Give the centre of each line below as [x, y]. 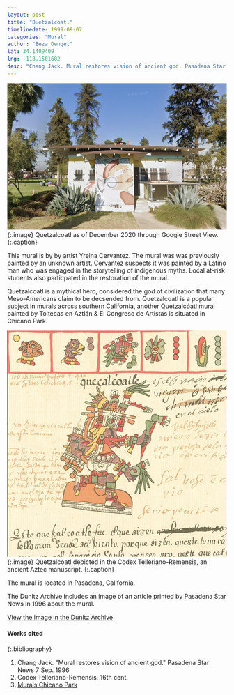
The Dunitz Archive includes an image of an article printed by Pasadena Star [117, 597]
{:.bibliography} [30, 649]
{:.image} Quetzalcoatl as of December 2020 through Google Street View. [113, 234]
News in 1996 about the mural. [51, 604]
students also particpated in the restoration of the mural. [88, 277]
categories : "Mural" [37, 37]
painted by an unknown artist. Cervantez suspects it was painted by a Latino [117, 263]
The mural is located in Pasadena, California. [71, 583]
